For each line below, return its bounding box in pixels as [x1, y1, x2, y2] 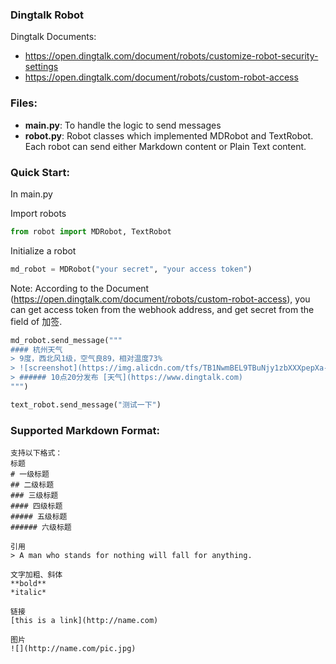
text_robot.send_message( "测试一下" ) [10, 399, 162, 410]
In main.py [10, 188, 53, 200]
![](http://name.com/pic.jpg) [10, 644, 137, 654]
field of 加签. [10, 315, 63, 327]
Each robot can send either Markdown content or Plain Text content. [24, 140, 307, 152]
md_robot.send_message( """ [10, 335, 123, 345]
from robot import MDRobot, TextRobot [10, 226, 172, 237]
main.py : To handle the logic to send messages [24, 119, 222, 131]
